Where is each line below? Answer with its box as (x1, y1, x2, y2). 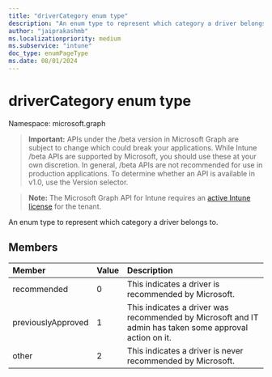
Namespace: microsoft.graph (8, 118, 106, 128)
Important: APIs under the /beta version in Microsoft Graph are (28, 134, 239, 144)
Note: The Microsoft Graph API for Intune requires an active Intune (28, 193, 251, 202)
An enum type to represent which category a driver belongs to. (8, 217, 219, 227)
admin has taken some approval (126, 321, 249, 333)
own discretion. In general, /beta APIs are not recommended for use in (28, 159, 263, 170)
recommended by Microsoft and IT (126, 311, 259, 323)
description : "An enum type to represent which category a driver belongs (8, 19, 266, 28)
